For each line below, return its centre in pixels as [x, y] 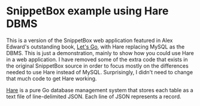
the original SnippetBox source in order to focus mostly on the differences [97, 66]
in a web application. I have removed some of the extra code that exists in [97, 59]
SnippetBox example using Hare [87, 11]
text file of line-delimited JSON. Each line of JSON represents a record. [94, 96]
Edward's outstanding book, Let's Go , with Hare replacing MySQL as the [96, 47]
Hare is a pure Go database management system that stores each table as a [100, 90]
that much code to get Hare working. [51, 78]
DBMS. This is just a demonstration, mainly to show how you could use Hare [100, 53]
